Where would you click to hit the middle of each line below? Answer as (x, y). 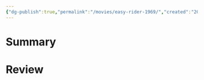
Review (25, 70)
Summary (31, 42)
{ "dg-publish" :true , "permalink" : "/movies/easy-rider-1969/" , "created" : (98, 12)
